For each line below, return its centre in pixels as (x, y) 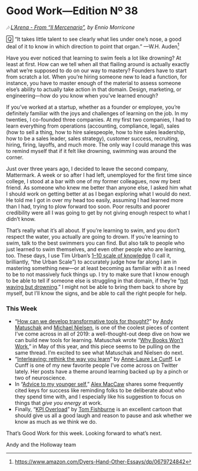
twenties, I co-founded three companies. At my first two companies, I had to (99, 119)
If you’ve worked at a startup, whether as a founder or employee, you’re (93, 107)
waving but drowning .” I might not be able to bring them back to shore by (95, 287)
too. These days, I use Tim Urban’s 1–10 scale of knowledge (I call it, (89, 255)
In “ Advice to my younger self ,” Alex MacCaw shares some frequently (99, 384)
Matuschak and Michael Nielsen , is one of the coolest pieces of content (102, 327)
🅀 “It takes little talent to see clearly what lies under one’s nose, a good (94, 39)
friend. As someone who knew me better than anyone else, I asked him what (99, 187)
